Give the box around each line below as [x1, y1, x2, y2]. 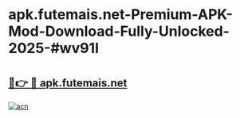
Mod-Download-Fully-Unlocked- [8, 22, 230, 40]
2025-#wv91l [8, 40, 100, 57]
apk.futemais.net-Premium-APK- [8, 6, 234, 24]
